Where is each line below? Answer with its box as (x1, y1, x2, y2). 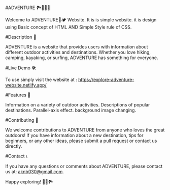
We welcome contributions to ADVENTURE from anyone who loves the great (5, 127, 165, 133)
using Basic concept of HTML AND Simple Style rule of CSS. (5, 24, 132, 30)
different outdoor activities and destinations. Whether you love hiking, (5, 49, 151, 55)
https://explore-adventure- (78, 76, 134, 83)
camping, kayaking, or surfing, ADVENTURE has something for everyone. (5, 55, 158, 61)
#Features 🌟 (5, 92, 31, 98)
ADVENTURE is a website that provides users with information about (5, 44, 148, 50)
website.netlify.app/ (5, 82, 47, 88)
